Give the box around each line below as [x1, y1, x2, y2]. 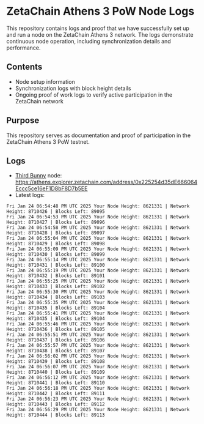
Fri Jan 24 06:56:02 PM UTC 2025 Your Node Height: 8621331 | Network [6, 353, 190, 359]
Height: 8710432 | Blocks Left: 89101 [6, 273, 105, 279]
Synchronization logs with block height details [15, 84, 131, 92]
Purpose [6, 115, 40, 126]
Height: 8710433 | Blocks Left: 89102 [6, 283, 105, 290]
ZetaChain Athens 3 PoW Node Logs [6, 4, 195, 18]
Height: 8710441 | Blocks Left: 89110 [6, 380, 105, 386]
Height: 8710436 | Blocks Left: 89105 [6, 326, 105, 333]
